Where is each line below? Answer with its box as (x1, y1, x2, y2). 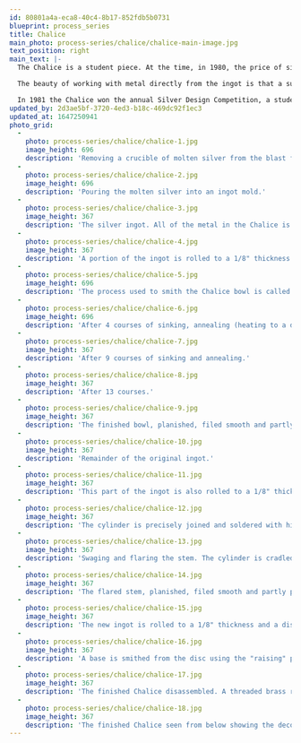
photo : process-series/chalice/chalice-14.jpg (25, 570, 202, 579)
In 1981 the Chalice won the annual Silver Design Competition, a (17, 95, 271, 104)
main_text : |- (9, 55, 63, 64)
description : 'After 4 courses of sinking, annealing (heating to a (25, 320, 287, 330)
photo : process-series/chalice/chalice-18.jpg (25, 704, 202, 713)
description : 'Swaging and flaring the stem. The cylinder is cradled (25, 554, 295, 563)
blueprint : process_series (9, 22, 110, 30)
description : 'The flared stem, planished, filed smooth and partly (25, 587, 287, 596)
